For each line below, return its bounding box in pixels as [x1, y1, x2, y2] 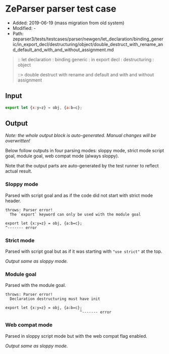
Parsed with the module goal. [5, 282, 67, 288]
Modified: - [12, 25, 36, 31]
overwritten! [5, 138, 30, 144]
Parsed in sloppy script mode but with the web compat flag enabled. [5, 333, 147, 339]
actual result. [5, 168, 32, 174]
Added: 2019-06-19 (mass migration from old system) [12, 20, 125, 26]
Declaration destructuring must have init [10, 296, 100, 301]
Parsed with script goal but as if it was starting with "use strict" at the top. [5, 248, 162, 254]
